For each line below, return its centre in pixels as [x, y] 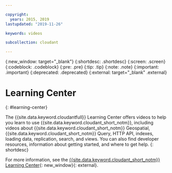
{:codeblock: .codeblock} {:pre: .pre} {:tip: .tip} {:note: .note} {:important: [82, 67]
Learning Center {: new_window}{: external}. [52, 165]
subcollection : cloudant [32, 42]
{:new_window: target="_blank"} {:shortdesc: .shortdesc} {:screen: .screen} [85, 61]
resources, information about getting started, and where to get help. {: [80, 144]
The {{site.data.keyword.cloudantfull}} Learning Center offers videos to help [86, 117]
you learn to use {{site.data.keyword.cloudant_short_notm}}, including [79, 123]
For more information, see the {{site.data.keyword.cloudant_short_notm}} [83, 160]
